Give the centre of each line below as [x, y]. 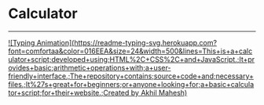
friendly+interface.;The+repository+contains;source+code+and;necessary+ [131, 76]
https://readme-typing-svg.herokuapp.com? [146, 42]
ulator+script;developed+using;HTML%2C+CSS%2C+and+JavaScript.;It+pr [132, 59]
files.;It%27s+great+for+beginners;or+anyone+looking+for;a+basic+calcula [131, 84]
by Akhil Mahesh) [159, 92]
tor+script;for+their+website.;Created [69, 92]
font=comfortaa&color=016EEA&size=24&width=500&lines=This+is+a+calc [130, 51]
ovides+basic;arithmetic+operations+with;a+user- [90, 67]
